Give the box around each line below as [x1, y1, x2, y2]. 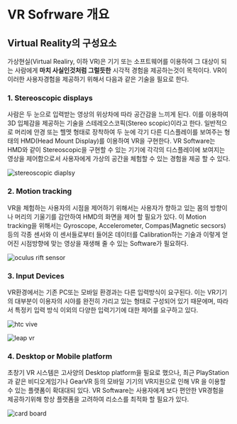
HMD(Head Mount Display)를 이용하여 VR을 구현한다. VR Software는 [20, 136, 216, 146]
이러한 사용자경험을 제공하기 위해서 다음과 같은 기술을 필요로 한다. [7, 75, 189, 83]
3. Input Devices [7, 271, 65, 281]
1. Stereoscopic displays [7, 93, 94, 103]
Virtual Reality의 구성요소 [7, 37, 117, 49]
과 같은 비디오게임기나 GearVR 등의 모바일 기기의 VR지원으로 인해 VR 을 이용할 [7, 377, 226, 386]
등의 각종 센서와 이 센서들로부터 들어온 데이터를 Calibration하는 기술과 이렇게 [7, 230, 221, 239]
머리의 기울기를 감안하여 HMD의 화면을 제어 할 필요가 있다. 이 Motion [14, 212, 207, 221]
